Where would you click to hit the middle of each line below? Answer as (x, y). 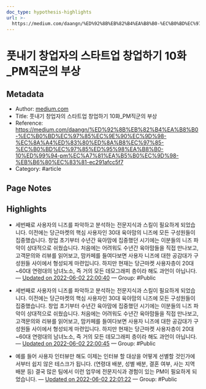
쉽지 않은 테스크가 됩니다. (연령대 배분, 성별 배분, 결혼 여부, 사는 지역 (113, 364)
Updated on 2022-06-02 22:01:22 (88, 379)
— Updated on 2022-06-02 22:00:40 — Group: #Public (86, 278)
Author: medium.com (42, 109)
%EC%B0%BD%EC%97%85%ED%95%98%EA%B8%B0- (89, 149)
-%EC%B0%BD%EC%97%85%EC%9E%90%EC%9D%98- (91, 136)
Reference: (29, 123)
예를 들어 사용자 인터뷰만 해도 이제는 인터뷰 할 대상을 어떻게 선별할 (94, 356)
